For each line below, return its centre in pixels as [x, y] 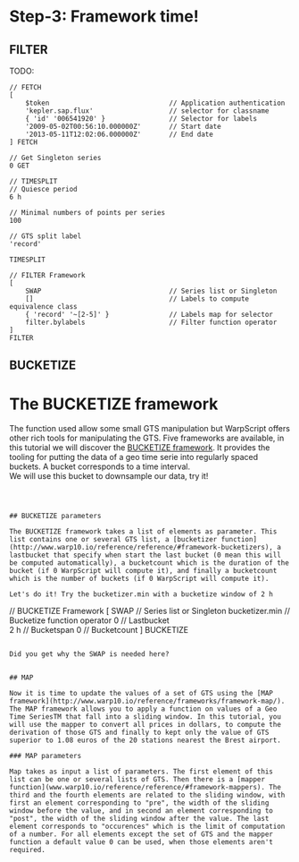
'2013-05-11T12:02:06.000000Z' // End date [120, 134]
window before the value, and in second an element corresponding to [141, 811]
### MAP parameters [46, 756]
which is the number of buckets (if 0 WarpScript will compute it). [139, 579]
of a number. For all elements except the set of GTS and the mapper [141, 834]
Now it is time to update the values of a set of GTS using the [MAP [141, 694]
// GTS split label [46, 236]
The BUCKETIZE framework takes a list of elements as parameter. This [143, 532]
